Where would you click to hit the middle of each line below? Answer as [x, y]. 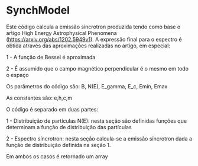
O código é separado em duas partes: [52, 109]
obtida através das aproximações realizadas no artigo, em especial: [88, 46]
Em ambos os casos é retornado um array [57, 156]
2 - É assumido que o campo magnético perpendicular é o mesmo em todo [98, 68]
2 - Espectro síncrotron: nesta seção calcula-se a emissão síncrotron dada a [99, 138]
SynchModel [38, 10]
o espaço [17, 75]
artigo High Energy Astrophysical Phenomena [61, 33]
